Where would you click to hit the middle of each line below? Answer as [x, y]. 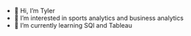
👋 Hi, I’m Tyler [34, 11]
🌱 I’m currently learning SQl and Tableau [73, 25]
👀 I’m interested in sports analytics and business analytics [99, 18]
